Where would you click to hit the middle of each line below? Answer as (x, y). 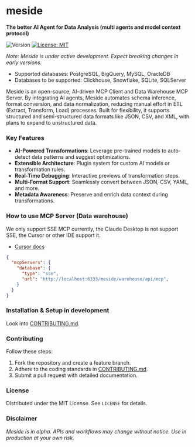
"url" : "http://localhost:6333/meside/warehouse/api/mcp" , (95, 279)
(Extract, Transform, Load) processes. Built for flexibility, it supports (88, 110)
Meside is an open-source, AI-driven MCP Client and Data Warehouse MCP (97, 91)
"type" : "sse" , (40, 274)
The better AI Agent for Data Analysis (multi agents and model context (93, 27)
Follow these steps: (29, 352)
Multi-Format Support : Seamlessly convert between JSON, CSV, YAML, (102, 182)
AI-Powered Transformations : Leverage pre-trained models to (90, 151)
